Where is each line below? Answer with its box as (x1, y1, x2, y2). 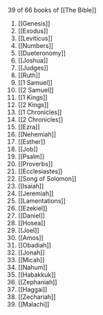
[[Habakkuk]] (17, 270, 56, 279)
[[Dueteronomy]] (17, 49, 66, 57)
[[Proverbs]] (17, 160, 53, 168)
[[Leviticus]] (17, 34, 53, 42)
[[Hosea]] (17, 219, 46, 227)
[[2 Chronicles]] (17, 115, 64, 124)
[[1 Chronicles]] (17, 108, 62, 116)
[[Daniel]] (17, 211, 46, 220)
